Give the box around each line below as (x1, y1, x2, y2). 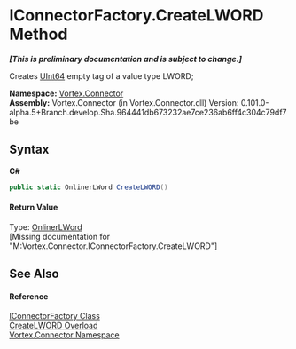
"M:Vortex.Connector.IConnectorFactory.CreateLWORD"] (9, 241, 218, 251)
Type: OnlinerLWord (9, 221, 82, 232)
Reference (9, 290, 49, 302)
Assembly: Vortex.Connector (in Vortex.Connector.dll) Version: (9, 97, 239, 107)
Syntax (9, 142, 50, 157)
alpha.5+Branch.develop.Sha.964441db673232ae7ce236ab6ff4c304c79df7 (9, 107, 287, 117)
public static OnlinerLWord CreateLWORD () (9, 183, 168, 192)
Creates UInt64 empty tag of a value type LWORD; (9, 70, 194, 81)
